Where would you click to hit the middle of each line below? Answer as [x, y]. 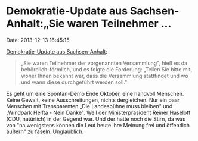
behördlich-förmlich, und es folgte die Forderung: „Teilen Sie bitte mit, [106, 69]
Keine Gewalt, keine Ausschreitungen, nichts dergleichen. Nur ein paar [93, 100]
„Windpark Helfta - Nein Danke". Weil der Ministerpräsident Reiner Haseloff [98, 112]
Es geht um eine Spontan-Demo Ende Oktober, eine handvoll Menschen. [95, 93]
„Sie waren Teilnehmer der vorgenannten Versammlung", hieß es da [104, 63]
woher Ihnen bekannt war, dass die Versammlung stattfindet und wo [105, 76]
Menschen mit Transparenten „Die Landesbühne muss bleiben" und [89, 106]
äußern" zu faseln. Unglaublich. [45, 131]
